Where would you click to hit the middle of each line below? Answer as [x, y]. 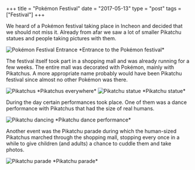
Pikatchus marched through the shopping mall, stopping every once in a [93, 137]
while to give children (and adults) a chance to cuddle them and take [89, 143]
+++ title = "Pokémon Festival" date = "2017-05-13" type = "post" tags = [94, 8]
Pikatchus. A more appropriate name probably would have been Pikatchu [94, 73]
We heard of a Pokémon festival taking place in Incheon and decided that [94, 26]
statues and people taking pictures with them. [61, 38]
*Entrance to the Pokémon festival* [122, 50]
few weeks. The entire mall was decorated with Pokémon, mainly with [90, 67]
